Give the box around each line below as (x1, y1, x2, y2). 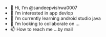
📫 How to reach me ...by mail (10, 26, 73, 32)
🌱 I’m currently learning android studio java (10, 15, 101, 21)
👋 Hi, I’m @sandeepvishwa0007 (10, 5, 78, 10)
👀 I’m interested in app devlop (10, 10, 73, 16)
